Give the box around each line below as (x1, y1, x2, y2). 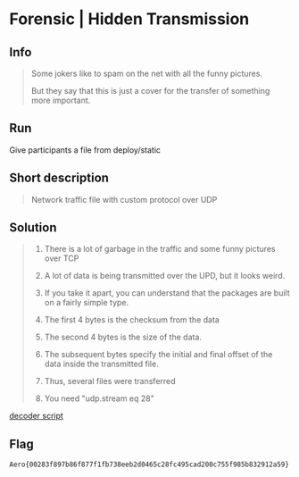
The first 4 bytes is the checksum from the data (44, 314, 220, 325)
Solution (9, 220, 57, 236)
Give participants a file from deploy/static (9, 144, 162, 155)
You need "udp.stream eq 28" (44, 393, 154, 404)
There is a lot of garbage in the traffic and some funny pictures (44, 244, 276, 255)
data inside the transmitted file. (44, 358, 159, 370)
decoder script (9, 411, 64, 422)
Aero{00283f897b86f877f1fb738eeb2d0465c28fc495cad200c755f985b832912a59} (9, 460, 290, 469)
